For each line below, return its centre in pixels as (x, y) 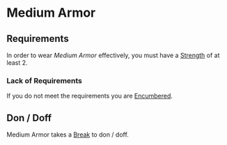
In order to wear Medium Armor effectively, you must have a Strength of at (113, 55)
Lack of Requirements (45, 80)
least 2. (17, 63)
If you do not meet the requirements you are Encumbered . (90, 96)
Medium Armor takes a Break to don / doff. (68, 135)
